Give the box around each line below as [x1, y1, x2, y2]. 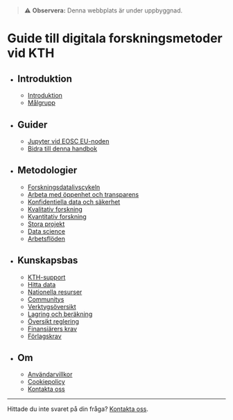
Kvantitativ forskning [27, 212, 87, 220]
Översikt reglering [27, 317, 80, 325]
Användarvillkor [27, 370, 73, 378]
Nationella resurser [27, 288, 83, 296]
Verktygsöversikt [27, 302, 76, 310]
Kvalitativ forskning [27, 204, 83, 213]
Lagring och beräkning [27, 310, 93, 318]
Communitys [27, 295, 64, 304]
